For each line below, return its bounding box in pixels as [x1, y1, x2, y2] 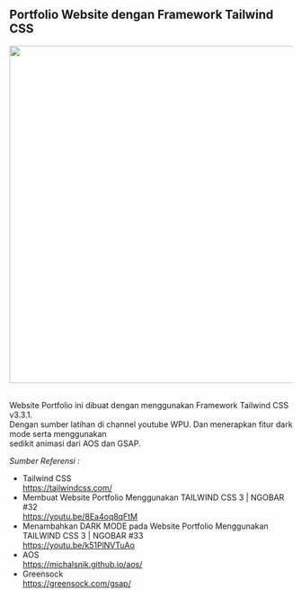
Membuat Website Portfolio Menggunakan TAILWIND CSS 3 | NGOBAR [22, 492, 285, 503]
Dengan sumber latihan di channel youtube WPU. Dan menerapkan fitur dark [9, 418, 293, 430]
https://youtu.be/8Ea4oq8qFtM [22, 511, 138, 522]
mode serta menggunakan [9, 428, 107, 439]
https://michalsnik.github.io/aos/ [22, 558, 143, 569]
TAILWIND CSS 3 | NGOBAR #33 [22, 530, 144, 540]
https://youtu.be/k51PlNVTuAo [22, 540, 135, 550]
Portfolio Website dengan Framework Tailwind [9, 7, 274, 22]
